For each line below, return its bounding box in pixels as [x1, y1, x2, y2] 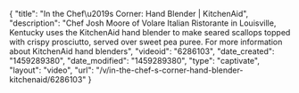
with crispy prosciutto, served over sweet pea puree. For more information [9, 36, 283, 47]
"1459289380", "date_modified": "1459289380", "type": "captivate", [9, 56, 261, 66]
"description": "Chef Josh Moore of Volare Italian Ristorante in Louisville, [9, 18, 277, 28]
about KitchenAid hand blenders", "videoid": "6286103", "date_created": [9, 46, 275, 57]
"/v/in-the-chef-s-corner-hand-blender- [96, 65, 244, 75]
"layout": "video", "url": [9, 65, 95, 75]
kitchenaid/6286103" [9, 74, 87, 84]
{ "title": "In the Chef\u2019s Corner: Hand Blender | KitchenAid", [9, 9, 249, 19]
